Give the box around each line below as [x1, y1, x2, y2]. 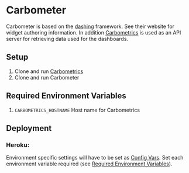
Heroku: [6, 141, 30, 149]
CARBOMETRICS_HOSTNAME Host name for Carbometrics [14, 106, 140, 113]
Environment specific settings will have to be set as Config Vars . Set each [6, 154, 184, 161]
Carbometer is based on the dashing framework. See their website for [6, 23, 174, 30]
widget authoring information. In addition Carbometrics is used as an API [6, 29, 181, 36]
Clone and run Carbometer [14, 74, 80, 81]
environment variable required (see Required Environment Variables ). [6, 160, 173, 167]
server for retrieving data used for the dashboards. [6, 35, 129, 42]
